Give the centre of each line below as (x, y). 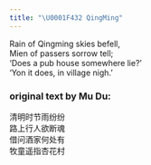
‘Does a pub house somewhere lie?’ (75, 63)
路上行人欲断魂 (37, 128)
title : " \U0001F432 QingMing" (66, 18)
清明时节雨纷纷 (37, 116)
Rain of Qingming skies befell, (65, 44)
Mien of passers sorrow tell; (61, 53)
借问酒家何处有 (37, 139)
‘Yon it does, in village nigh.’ (61, 73)
